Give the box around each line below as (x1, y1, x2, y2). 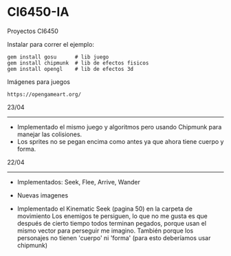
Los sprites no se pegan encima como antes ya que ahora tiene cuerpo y (16, 137, 224, 145)
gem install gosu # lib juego (7, 53, 109, 61)
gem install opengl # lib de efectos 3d (7, 65, 134, 72)
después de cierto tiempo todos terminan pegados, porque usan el (16, 219, 207, 227)
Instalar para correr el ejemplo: (7, 40, 95, 48)
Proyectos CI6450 (7, 27, 58, 35)
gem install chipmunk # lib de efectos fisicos (7, 59, 149, 66)
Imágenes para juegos (7, 77, 71, 86)
